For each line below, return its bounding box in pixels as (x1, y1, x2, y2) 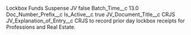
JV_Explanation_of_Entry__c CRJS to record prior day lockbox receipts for (6, 17, 185, 24)
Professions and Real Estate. (6, 24, 76, 30)
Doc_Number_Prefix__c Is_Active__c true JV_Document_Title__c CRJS (6, 11, 176, 18)
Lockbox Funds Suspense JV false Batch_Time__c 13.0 (6, 5, 139, 11)
